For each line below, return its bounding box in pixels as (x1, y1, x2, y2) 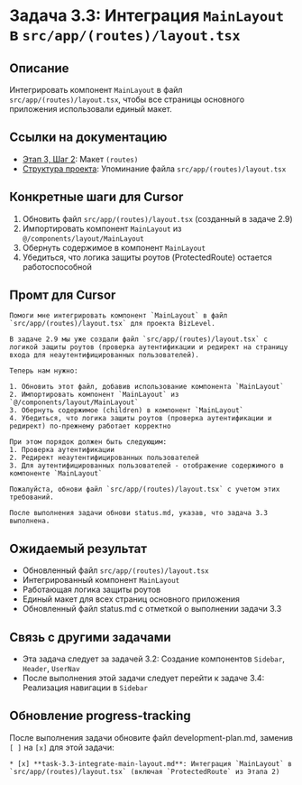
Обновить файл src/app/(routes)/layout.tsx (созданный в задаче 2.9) (22, 213, 293, 224)
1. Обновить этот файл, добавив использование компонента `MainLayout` (9, 383, 284, 392)
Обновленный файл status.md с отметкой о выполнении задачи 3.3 (22, 604, 282, 614)
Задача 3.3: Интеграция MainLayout (9, 5, 285, 26)
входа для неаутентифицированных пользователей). (9, 351, 200, 360)
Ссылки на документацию (9, 130, 168, 145)
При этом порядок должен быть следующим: (9, 438, 168, 447)
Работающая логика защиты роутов (22, 584, 161, 596)
